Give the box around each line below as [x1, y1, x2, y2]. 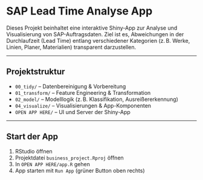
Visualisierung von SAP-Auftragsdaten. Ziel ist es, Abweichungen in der [6, 30, 184, 37]
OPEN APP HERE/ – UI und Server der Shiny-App [14, 108, 131, 115]
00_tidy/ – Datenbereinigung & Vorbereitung [14, 83, 126, 90]
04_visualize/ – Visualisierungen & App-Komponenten [14, 101, 152, 109]
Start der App [6, 132, 59, 142]
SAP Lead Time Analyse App [6, 4, 153, 18]
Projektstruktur [6, 66, 65, 77]
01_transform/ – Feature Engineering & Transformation [14, 89, 151, 96]
